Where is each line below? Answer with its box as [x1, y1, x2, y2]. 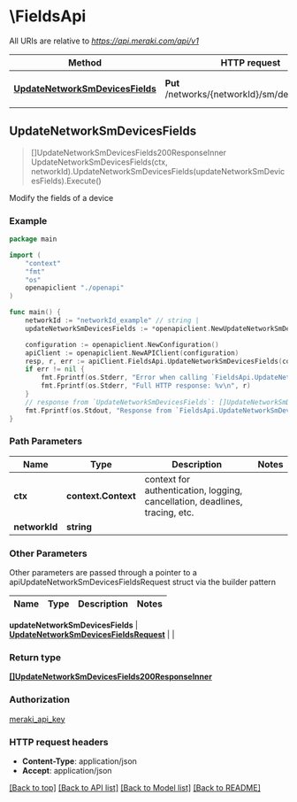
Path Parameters [9, 436, 82, 448]
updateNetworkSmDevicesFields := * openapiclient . [25, 324, 212, 333]
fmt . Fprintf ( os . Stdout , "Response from [25, 405, 172, 415]
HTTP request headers [9, 736, 109, 748]
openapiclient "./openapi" [25, 283, 125, 293]
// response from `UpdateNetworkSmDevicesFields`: [25, 397, 216, 406]
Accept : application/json [21, 766, 112, 776]
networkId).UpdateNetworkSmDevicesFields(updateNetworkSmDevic [30, 166, 286, 176]
